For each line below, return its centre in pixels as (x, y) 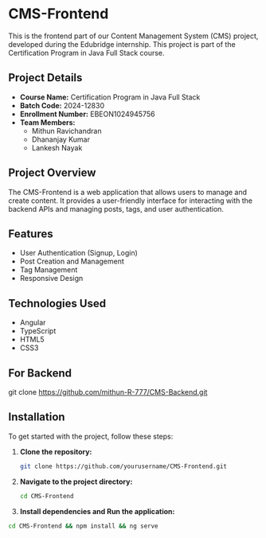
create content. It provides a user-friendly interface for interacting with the (131, 201)
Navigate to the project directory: (76, 481)
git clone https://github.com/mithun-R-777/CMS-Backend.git (108, 392)
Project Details (45, 78)
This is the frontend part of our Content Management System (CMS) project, (133, 36)
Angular (33, 322)
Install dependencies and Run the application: (97, 511)
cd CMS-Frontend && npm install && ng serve (83, 526)
